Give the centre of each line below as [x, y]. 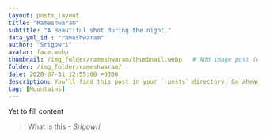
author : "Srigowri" [40, 45]
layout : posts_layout [44, 15]
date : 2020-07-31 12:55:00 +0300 [63, 74]
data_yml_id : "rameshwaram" [56, 38]
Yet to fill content [36, 111]
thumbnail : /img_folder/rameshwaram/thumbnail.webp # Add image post [129, 60]
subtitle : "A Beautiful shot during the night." [90, 30]
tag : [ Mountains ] [37, 89]
